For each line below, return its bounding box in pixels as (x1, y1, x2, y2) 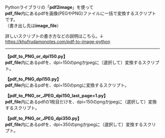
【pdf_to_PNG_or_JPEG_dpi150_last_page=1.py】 (5, 93, 108, 98)
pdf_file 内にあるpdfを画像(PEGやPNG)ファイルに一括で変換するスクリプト (5, 10, 156, 16)
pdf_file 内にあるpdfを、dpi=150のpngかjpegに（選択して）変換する (5, 59, 142, 65)
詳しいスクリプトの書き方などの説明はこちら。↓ (5, 33, 104, 39)
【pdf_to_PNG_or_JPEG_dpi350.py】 (5, 115, 82, 121)
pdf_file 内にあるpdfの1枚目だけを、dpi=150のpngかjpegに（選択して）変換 (5, 99, 157, 105)
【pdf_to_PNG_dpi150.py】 (5, 76, 61, 82)
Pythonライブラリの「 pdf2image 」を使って (5, 4, 94, 10)
